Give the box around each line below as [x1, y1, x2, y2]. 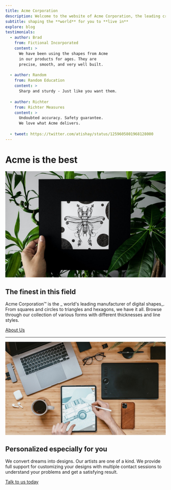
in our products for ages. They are [18, 56, 97, 62]
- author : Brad [10, 35, 42, 40]
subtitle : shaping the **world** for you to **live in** [5, 19, 129, 24]
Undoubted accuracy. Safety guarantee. [18, 115, 103, 120]
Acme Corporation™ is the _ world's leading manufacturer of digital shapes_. [5, 301, 165, 307]
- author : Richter [10, 99, 49, 104]
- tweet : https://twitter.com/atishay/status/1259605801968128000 [10, 132, 154, 137]
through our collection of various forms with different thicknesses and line [5, 312, 161, 318]
